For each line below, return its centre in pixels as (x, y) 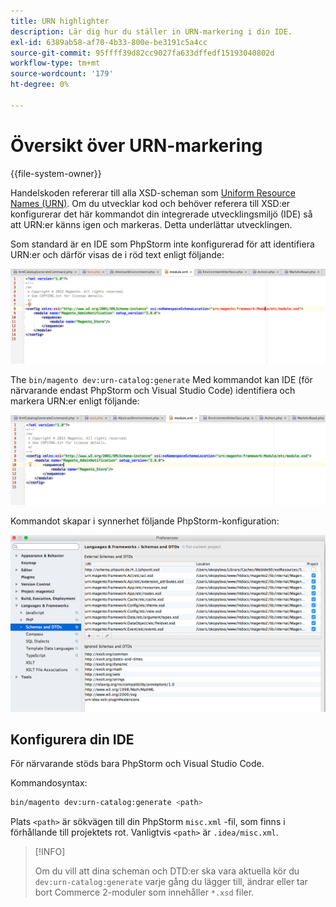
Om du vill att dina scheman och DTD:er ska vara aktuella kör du (167, 871)
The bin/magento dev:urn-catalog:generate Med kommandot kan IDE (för (161, 380)
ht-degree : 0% (40, 85)
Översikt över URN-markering (136, 145)
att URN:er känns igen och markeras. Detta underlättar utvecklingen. (151, 224)
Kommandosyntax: (49, 783)
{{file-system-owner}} (56, 173)
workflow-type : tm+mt (55, 63)
